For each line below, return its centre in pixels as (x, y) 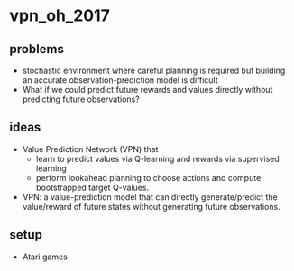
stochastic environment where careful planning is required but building (154, 70)
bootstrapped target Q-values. (92, 187)
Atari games (45, 257)
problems (37, 49)
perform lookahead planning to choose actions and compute (148, 177)
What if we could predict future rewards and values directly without (147, 90)
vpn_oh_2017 (60, 16)
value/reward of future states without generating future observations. (152, 206)
